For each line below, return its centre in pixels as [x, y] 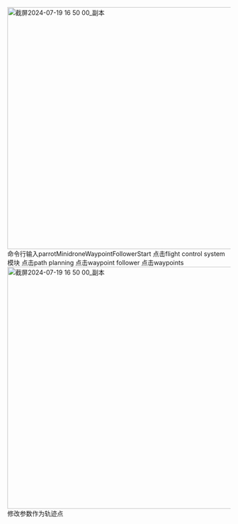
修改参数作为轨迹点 [35, 513]
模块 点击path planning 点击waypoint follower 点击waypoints [96, 263]
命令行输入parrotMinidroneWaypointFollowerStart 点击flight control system [116, 254]
